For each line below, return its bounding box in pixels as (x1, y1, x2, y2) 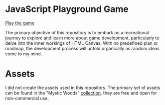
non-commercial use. (5, 95, 49, 101)
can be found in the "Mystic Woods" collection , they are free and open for (5, 90, 157, 96)
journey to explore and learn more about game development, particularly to (5, 35, 160, 41)
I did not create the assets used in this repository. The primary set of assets (5, 85, 161, 91)
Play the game (5, 20, 35, 26)
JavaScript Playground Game (5, 3, 129, 15)
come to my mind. (5, 51, 42, 57)
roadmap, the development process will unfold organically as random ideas (5, 45, 160, 51)
